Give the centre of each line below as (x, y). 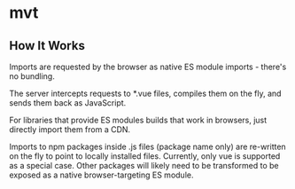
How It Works (47, 46)
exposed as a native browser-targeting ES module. (101, 175)
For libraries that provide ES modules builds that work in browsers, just (138, 120)
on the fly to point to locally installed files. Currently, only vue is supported (145, 156)
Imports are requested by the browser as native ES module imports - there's (148, 67)
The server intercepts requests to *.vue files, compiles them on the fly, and (145, 93)
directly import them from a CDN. (70, 130)
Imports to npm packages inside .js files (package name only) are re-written (147, 146)
